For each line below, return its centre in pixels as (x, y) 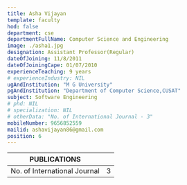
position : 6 (24, 136)
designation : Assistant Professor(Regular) (71, 53)
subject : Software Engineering (52, 98)
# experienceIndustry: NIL (46, 78)
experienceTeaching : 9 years (49, 71)
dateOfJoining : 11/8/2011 (44, 59)
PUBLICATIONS (55, 159)
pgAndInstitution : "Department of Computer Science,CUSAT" (94, 91)
